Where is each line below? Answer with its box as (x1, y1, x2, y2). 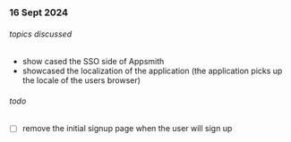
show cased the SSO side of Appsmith (21, 56, 165, 67)
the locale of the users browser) (21, 75, 141, 86)
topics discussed (9, 29, 73, 39)
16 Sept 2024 (9, 6, 69, 19)
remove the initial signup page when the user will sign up (21, 123, 233, 134)
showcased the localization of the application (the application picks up (21, 65, 283, 77)
